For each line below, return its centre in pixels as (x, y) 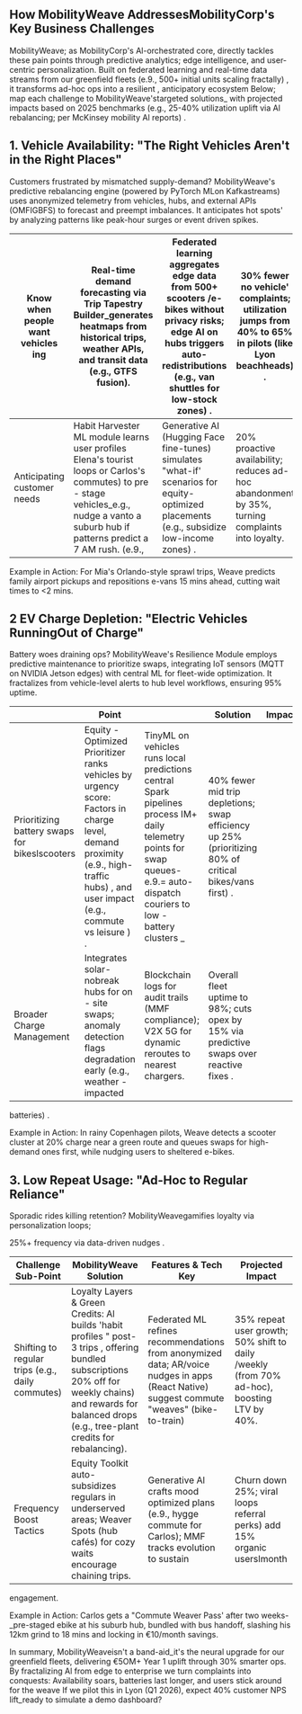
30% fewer (265, 275)
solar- (98, 969)
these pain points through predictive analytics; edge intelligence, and (137, 60)
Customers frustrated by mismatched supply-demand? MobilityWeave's (142, 181)
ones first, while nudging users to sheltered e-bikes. (138, 1152)
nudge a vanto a (107, 515)
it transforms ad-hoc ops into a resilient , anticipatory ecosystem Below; (142, 88)
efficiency (229, 826)
